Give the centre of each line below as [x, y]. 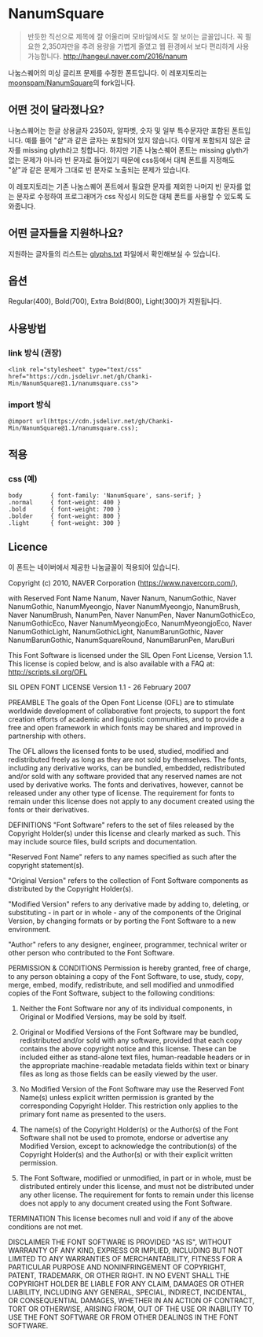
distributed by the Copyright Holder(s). [71, 888]
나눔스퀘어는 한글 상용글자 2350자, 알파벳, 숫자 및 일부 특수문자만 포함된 [119, 130]
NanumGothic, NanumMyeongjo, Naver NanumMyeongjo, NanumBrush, [124, 606]
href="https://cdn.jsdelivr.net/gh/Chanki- [80, 377]
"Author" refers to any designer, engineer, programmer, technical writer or [128, 944]
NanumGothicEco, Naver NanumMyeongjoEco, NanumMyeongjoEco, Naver [130, 623]
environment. [29, 929]
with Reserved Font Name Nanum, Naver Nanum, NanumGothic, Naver [122, 598]
